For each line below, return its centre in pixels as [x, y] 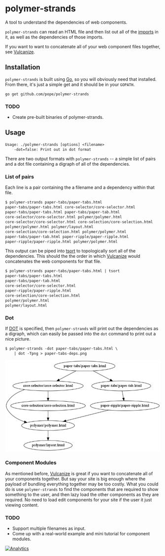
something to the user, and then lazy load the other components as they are [82, 494]
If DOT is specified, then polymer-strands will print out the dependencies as [82, 329]
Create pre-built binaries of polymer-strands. [58, 117]
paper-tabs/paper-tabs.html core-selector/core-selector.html [70, 208]
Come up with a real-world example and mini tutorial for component [81, 533]
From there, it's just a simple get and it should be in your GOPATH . [70, 84]
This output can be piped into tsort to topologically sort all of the [70, 251]
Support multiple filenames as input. [49, 528]
